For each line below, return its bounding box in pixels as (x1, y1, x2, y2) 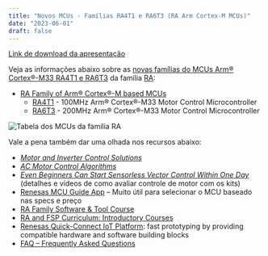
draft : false (8, 27, 52, 35)
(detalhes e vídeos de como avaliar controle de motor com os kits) (19, 178, 241, 188)
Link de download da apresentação (8, 49, 126, 59)
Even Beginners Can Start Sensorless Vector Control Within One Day (19, 170, 249, 180)
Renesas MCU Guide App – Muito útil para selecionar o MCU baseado (19, 187, 253, 197)
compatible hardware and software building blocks (19, 230, 190, 240)
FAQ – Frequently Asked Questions (19, 239, 136, 249)
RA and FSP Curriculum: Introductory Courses (19, 213, 174, 223)
